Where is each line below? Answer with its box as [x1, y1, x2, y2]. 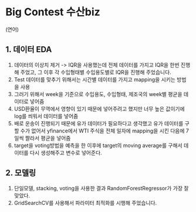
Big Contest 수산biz [5, 5, 100, 19]
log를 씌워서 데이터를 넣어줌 [13, 112, 79, 119]
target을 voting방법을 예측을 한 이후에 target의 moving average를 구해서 [13, 142, 183, 149]
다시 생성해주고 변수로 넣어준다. [29, 149, 102, 156]
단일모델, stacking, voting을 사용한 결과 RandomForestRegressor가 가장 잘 [13, 184, 189, 192]
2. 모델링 [5, 168, 36, 178]
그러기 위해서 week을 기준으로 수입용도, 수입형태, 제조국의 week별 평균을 [13, 90, 183, 97]
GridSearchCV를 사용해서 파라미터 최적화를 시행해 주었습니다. [13, 199, 157, 206]
